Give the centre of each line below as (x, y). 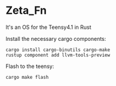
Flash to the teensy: (30, 66)
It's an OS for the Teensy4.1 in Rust (48, 27)
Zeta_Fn (26, 11)
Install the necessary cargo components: (56, 38)
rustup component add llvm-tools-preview (58, 55)
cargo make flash (27, 77)
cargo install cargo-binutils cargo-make (58, 50)
